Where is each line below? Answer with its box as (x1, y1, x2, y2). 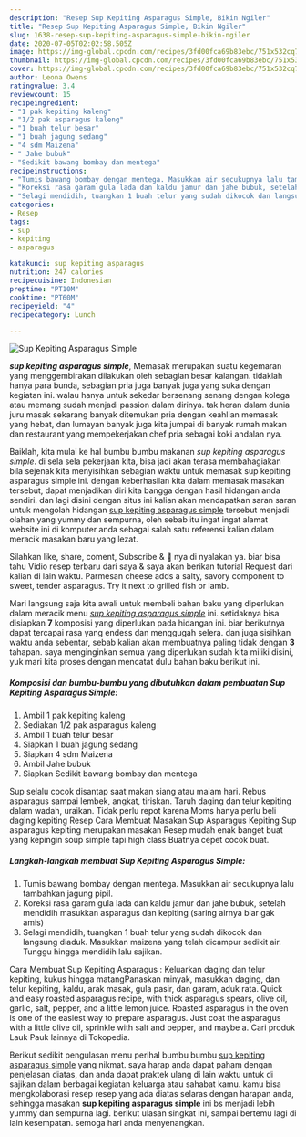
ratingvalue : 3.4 (9, 81, 76, 90)
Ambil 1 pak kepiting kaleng (22, 710, 126, 721)
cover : (9, 65, 35, 74)
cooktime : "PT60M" (9, 293, 79, 302)
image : (9, 47, 35, 57)
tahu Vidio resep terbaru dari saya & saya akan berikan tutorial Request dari (9, 561, 293, 572)
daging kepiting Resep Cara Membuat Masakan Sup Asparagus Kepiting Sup (9, 815, 297, 826)
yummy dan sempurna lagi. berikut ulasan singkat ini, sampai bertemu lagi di (9, 1108, 297, 1119)
